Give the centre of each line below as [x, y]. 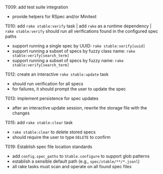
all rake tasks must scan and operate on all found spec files [72, 166]
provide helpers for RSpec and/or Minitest [54, 16]
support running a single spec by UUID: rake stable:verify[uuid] [79, 46]
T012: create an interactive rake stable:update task [57, 74]
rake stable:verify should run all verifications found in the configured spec [82, 31]
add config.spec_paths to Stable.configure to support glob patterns [81, 156]
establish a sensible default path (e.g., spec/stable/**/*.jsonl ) [76, 161]
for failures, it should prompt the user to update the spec [69, 89]
